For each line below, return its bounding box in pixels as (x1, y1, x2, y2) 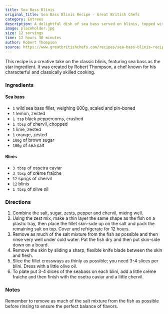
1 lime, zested (12, 126, 41, 132)
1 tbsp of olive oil (12, 186, 49, 192)
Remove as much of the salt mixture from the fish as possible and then (12, 231, 158, 237)
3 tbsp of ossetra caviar (12, 165, 62, 171)
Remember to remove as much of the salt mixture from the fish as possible (5, 297, 159, 303)
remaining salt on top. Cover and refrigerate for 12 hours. (12, 226, 130, 232)
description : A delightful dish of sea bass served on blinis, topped (5, 21, 155, 27)
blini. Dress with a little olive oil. (12, 263, 77, 269)
